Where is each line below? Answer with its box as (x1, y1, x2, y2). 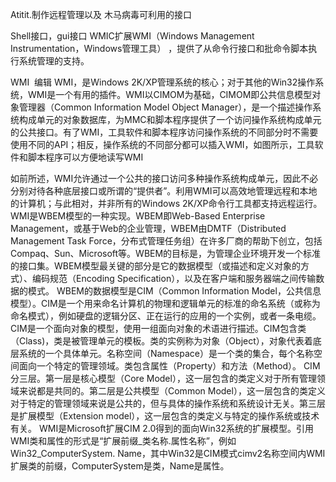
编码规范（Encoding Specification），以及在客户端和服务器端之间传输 (31, 273, 317, 284)
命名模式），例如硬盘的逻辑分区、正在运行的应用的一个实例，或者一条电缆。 (10, 310, 322, 322)
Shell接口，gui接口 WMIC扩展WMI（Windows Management (10, 30, 255, 42)
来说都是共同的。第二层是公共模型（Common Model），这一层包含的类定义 (18, 385, 326, 397)
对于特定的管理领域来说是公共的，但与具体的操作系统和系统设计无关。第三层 (10, 398, 326, 409)
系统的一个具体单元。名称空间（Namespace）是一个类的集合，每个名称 (18, 348, 314, 359)
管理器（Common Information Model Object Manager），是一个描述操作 (18, 101, 313, 113)
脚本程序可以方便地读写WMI (27, 151, 144, 163)
